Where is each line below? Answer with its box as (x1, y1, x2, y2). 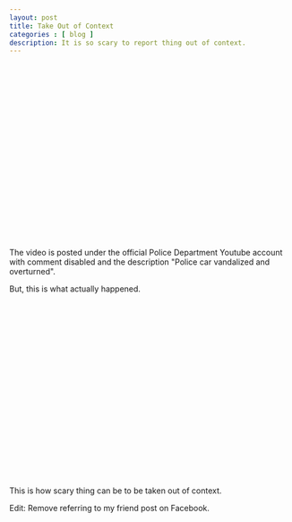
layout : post (9, 13, 58, 22)
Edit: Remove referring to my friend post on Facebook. (9, 503, 210, 514)
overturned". (9, 266, 56, 277)
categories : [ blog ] (9, 30, 94, 39)
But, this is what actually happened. (9, 283, 142, 294)
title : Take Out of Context (9, 22, 115, 30)
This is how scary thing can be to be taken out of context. (9, 485, 222, 496)
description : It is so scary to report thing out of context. (9, 38, 246, 48)
